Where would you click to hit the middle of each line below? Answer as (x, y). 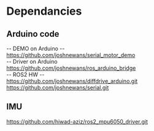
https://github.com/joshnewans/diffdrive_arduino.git (72, 81)
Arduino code (33, 34)
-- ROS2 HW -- (25, 74)
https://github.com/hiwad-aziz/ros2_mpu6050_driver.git (77, 121)
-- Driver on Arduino (32, 62)
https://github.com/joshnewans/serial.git (58, 88)
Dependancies (44, 11)
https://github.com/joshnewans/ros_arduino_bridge (71, 68)
